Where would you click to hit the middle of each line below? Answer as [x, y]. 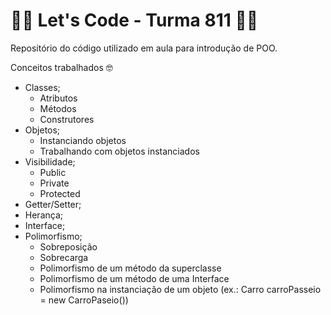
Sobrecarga [64, 257]
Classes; [42, 87]
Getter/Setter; [53, 204]
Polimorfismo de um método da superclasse [130, 268]
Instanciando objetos [83, 140]
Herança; [43, 215]
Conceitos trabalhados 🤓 [61, 67]
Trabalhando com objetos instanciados [119, 151]
